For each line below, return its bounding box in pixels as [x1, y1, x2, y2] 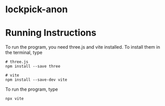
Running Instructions [5, 27, 97, 39]
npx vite [5, 96, 24, 101]
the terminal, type [5, 50, 42, 56]
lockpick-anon [5, 4, 68, 15]
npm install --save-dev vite [5, 77, 67, 82]
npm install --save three [5, 64, 60, 69]
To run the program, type [5, 86, 58, 93]
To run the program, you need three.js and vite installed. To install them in [5, 44, 160, 50]
